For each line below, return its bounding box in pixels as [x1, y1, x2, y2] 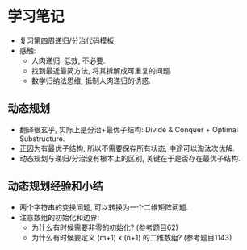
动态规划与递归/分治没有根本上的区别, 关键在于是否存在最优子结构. [19, 153, 241, 163]
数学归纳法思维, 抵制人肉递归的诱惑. [31, 76, 151, 85]
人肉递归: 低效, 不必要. [31, 56, 106, 65]
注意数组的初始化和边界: [19, 212, 100, 222]
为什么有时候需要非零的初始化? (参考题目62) [31, 223, 179, 232]
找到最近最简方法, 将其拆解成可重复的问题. [31, 65, 173, 75]
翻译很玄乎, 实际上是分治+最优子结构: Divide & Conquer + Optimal [19, 124, 239, 134]
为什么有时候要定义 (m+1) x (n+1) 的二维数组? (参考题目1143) [31, 232, 232, 242]
